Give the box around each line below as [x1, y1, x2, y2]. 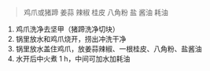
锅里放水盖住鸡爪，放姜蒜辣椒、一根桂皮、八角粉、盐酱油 [15, 44, 202, 54]
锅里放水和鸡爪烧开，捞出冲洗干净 [15, 35, 127, 43]
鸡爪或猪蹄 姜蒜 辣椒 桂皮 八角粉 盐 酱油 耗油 [23, 8, 169, 17]
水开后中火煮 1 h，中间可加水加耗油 [15, 54, 131, 63]
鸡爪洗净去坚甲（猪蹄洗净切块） [15, 24, 120, 34]
